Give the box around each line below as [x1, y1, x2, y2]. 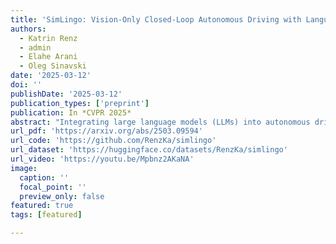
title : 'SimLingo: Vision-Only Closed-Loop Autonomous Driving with [10, 14, 302, 25]
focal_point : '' [19, 182, 87, 192]
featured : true [10, 201, 74, 211]
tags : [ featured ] [10, 210, 83, 220]
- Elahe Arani [19, 52, 78, 62]
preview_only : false [19, 191, 105, 201]
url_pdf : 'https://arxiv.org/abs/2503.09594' [10, 126, 203, 136]
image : [10, 163, 38, 173]
